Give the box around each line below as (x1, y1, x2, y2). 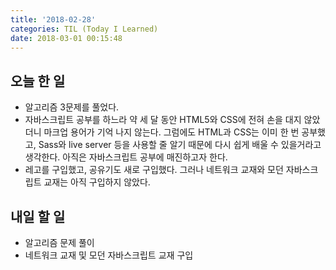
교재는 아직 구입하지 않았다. (43, 176, 151, 188)
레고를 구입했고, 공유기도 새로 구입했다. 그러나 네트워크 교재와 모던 (24, 164, 284, 176)
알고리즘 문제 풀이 (24, 237, 95, 248)
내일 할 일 (10, 208, 66, 225)
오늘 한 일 (10, 72, 66, 90)
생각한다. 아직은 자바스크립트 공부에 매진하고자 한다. (24, 151, 228, 163)
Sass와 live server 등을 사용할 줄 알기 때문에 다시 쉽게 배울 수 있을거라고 (38, 139, 322, 151)
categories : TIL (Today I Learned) (10, 24, 159, 34)
